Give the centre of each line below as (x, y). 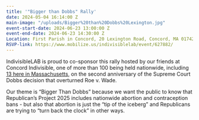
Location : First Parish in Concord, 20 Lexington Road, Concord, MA (92, 39)
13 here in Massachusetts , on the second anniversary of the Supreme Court (98, 74)
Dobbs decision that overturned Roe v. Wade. (62, 80)
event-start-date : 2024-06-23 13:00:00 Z (58, 28)
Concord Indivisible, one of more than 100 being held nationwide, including (97, 67)
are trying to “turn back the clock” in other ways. (65, 111)
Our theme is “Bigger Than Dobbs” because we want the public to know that (99, 92)
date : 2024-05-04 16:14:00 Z (42, 17)
